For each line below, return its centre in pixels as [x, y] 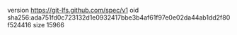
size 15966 [49, 25]
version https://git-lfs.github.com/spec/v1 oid [73, 10]
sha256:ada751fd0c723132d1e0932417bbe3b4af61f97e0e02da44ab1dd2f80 [119, 17]
